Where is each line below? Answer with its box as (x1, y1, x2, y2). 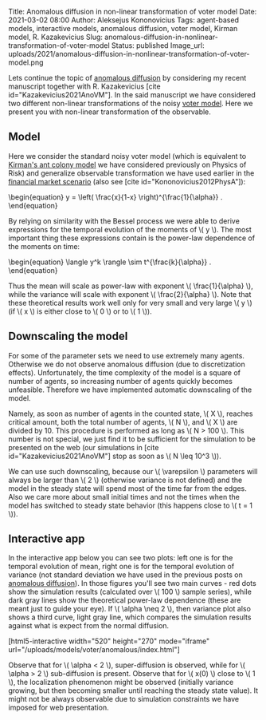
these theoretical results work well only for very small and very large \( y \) (8, 298, 252, 307)
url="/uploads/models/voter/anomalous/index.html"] (8, 645, 181, 655)
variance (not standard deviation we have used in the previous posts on (8, 570, 243, 580)
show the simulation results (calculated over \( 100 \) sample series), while (8, 587, 252, 597)
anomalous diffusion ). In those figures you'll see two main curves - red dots (8, 579, 256, 588)
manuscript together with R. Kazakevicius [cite (8, 81, 161, 91)
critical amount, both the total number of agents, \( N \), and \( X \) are (8, 417, 238, 426)
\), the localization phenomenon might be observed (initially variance (8, 678, 234, 687)
